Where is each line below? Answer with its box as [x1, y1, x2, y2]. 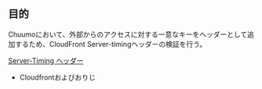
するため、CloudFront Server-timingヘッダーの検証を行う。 [14, 39, 207, 48]
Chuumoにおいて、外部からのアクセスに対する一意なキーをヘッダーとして [8, 30, 248, 39]
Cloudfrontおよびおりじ [19, 73, 96, 82]
